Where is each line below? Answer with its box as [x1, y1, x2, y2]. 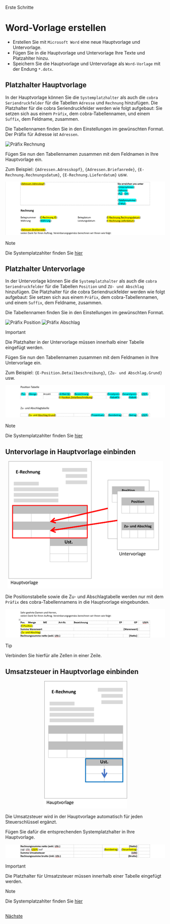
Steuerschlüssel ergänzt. [5, 819, 57, 825]
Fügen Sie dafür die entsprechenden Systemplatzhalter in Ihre [5, 828, 135, 834]
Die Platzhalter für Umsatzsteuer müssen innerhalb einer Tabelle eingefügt [5, 873, 161, 879]
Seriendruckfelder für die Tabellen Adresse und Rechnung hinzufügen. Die [5, 99, 158, 106]
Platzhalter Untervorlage [5, 264, 85, 273]
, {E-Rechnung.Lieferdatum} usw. [59, 172, 128, 178]
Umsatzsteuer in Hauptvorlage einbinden [5, 667, 139, 676]
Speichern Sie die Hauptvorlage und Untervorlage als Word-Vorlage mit [12, 61, 161, 67]
